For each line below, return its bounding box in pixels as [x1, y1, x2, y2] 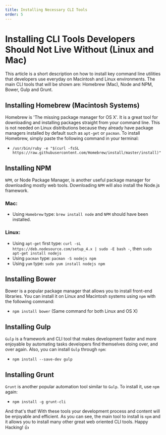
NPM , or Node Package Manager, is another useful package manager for [5, 177, 151, 183]
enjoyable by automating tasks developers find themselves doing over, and [5, 341, 158, 347]
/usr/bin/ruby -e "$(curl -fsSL [12, 146, 79, 151]
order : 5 [5, 12, 23, 17]
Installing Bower [5, 275, 56, 283]
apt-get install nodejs [12, 251, 62, 256]
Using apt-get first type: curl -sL [12, 240, 81, 246]
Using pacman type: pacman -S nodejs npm [12, 255, 97, 261]
